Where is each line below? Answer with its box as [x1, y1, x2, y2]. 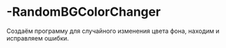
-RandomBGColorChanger [6, 4, 161, 20]
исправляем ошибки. [6, 34, 70, 42]
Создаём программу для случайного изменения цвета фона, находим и [6, 27, 220, 35]
